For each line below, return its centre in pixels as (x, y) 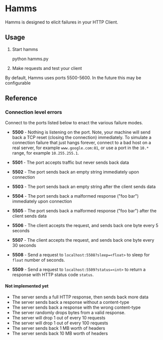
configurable (18, 83)
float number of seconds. (39, 260)
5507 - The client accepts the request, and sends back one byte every (83, 240)
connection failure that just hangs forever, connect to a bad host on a (81, 143)
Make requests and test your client (47, 68)
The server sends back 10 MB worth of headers (60, 333)
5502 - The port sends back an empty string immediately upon (75, 172)
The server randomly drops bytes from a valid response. (69, 312)
